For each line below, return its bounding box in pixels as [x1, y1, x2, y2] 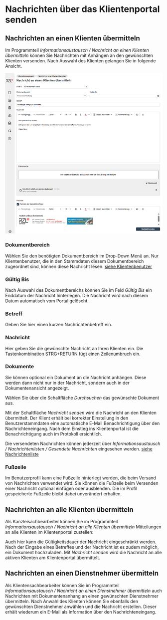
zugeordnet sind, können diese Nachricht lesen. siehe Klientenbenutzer [5, 263, 152, 269]
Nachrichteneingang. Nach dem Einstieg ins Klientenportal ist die [5, 425, 139, 431]
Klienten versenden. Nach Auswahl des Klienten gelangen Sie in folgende [5, 58, 156, 63]
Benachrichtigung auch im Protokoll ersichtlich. [5, 430, 102, 437]
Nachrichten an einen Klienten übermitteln [5, 34, 141, 42]
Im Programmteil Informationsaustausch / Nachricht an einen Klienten [5, 47, 149, 53]
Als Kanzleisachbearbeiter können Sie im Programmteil [5, 518, 118, 524]
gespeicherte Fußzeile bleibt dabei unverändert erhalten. [5, 491, 122, 497]
